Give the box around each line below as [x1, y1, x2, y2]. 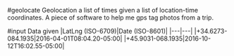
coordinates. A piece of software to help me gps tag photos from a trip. [7, 13, 214, 22]
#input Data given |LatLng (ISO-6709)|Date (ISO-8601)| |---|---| [7, 27, 193, 35]
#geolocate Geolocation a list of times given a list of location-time [7, 6, 199, 14]
